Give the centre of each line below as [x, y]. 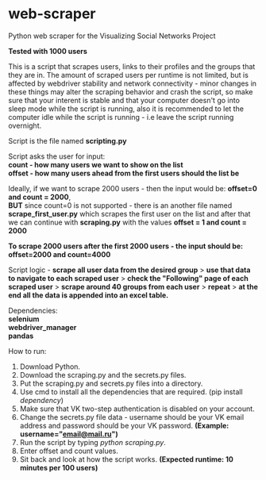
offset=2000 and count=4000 [60, 254]
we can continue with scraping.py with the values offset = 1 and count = [128, 222]
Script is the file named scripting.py [67, 140]
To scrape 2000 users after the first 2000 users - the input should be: [126, 246]
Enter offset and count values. [69, 451]
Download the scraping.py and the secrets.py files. [103, 374]
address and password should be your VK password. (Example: [124, 425]
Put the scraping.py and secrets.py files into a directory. [111, 383]
